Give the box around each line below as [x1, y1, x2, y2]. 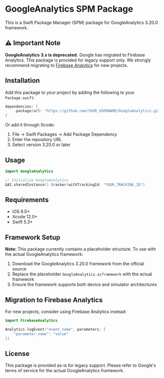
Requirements [5, 196, 49, 204]
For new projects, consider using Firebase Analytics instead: [5, 309, 127, 315]
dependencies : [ [5, 104, 38, 109]
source [12, 266, 27, 272]
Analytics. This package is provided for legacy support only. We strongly [5, 57, 151, 63]
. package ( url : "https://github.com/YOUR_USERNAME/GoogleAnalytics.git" [14, 108, 163, 113]
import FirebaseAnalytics [5, 318, 58, 323]
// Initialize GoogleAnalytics [5, 177, 69, 183]
